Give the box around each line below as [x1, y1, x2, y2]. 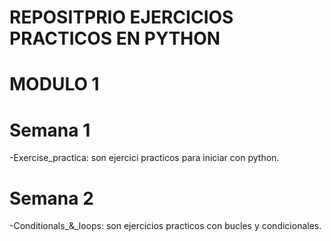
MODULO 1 [9, 73, 100, 96]
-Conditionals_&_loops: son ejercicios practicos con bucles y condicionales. [9, 220, 322, 232]
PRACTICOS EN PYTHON [9, 27, 221, 50]
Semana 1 [9, 119, 91, 141]
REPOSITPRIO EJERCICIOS [9, 6, 234, 29]
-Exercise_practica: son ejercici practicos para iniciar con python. [9, 152, 280, 164]
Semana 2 [9, 187, 94, 210]
